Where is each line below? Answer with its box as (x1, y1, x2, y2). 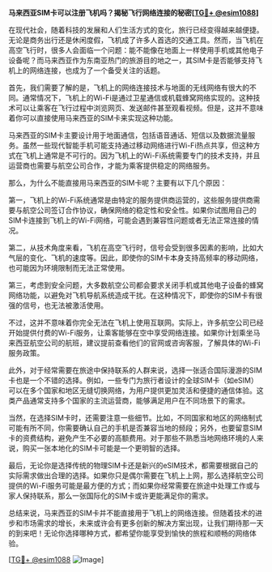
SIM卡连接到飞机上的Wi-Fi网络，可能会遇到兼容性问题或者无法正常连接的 (8, 216, 253, 225)
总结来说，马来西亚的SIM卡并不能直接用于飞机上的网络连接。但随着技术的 (8, 508, 256, 518)
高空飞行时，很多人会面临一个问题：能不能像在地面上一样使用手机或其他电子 (8, 45, 264, 55)
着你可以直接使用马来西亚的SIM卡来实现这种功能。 (8, 113, 178, 122)
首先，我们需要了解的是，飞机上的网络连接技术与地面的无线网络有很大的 (8, 83, 249, 92)
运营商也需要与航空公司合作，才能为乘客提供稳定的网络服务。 (8, 161, 215, 170)
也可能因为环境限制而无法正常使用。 (8, 263, 130, 272)
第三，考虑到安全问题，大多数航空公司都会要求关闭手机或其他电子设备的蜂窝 (8, 280, 264, 290)
